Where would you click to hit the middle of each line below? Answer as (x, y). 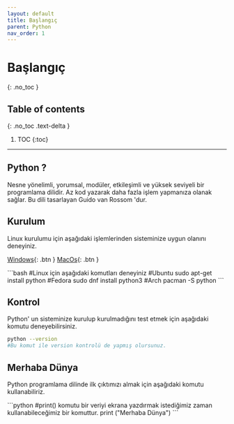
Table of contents (46, 109)
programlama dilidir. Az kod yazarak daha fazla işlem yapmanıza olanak (110, 192)
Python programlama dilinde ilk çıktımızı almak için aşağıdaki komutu (106, 384)
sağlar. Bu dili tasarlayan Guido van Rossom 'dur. (77, 199)
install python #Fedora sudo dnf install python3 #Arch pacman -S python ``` (116, 280)
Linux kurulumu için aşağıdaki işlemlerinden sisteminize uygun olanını (107, 238)
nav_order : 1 (26, 33)
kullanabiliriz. (26, 392)
